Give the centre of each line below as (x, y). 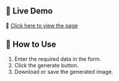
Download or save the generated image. (64, 71)
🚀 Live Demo (29, 11)
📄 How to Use (31, 45)
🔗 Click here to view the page (42, 25)
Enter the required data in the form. (57, 59)
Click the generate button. (46, 65)
